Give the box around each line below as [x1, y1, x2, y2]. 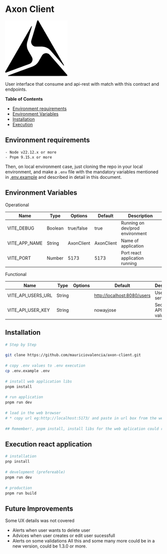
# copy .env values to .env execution [5, 363, 85, 368]
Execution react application [5, 440, 92, 448]
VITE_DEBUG [7, 225, 35, 231]
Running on [121, 220, 145, 226]
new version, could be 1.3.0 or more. [12, 543, 87, 549]
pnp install [5, 459, 30, 464]
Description [128, 213, 153, 219]
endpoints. [5, 86, 27, 93]
